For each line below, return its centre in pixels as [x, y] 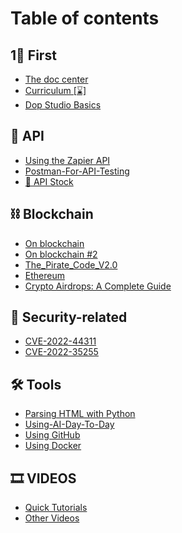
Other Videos [52, 518]
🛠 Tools [36, 384]
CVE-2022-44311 [60, 341]
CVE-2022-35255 [61, 352]
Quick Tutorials [56, 508]
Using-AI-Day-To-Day [69, 424]
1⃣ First [33, 55]
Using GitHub [52, 435]
